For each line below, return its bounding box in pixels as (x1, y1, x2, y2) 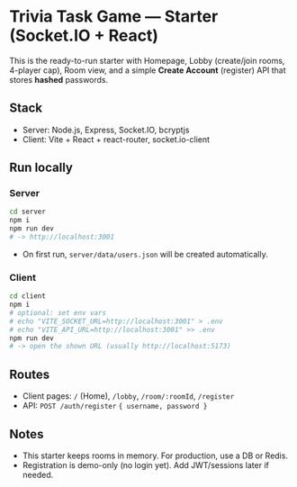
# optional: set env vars (9, 308, 106, 317)
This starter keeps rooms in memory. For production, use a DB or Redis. (22, 450, 288, 461)
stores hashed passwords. (9, 74, 109, 85)
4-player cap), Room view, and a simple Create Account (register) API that (9, 65, 286, 76)
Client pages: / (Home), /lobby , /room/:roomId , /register (22, 391, 235, 401)
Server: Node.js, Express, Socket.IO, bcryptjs (22, 124, 190, 135)
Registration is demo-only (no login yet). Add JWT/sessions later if (22, 459, 270, 470)
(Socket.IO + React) (9, 25, 159, 46)
